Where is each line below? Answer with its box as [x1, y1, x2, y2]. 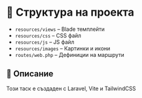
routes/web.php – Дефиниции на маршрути [15, 51, 124, 58]
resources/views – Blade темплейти [15, 25, 105, 33]
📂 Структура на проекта [6, 5, 135, 19]
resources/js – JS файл [15, 38, 74, 45]
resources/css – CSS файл [15, 31, 82, 39]
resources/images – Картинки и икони [15, 45, 111, 52]
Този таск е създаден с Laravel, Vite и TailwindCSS [6, 85, 136, 92]
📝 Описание [6, 69, 54, 79]
